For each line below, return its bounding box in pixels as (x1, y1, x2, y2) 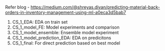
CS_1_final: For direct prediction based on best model (12, 40, 120, 46)
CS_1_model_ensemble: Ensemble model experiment (12, 30, 119, 35)
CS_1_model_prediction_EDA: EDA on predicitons (12, 35, 111, 41)
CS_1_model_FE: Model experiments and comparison (12, 24, 120, 30)
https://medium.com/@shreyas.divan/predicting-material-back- (30, 4, 160, 10)
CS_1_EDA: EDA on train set (12, 19, 68, 25)
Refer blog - (5, 4, 30, 10)
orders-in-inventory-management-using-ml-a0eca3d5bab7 (5, 9, 126, 15)
